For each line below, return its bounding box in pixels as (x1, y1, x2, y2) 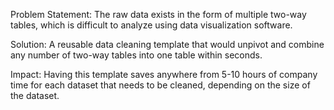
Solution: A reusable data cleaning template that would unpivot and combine (10, 39, 325, 50)
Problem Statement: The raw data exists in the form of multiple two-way (10, 9, 307, 20)
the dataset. (10, 90, 60, 101)
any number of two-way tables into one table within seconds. (10, 49, 263, 61)
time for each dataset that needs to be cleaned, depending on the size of (10, 79, 311, 91)
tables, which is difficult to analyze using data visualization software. (10, 19, 293, 31)
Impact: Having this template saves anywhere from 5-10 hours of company (10, 69, 318, 80)
